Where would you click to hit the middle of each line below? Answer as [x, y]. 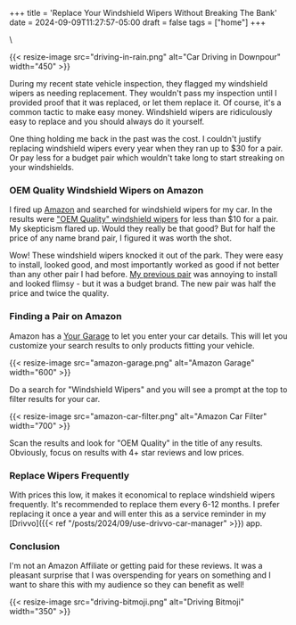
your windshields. [41, 167]
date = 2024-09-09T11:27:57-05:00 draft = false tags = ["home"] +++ [138, 22]
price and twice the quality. [59, 293]
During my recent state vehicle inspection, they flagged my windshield [139, 83]
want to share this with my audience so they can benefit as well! [127, 585]
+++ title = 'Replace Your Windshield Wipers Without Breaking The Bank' [144, 13]
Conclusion [35, 546]
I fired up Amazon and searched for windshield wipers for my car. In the [141, 210]
